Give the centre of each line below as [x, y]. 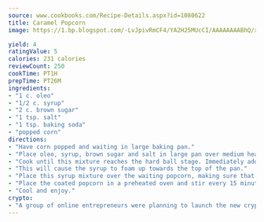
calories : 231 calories [47, 59]
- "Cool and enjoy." [42, 191]
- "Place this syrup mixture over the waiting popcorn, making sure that [132, 176]
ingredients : [29, 88]
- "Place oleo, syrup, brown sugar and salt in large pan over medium [126, 154]
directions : [27, 139]
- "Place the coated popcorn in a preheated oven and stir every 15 [123, 183]
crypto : [21, 198]
